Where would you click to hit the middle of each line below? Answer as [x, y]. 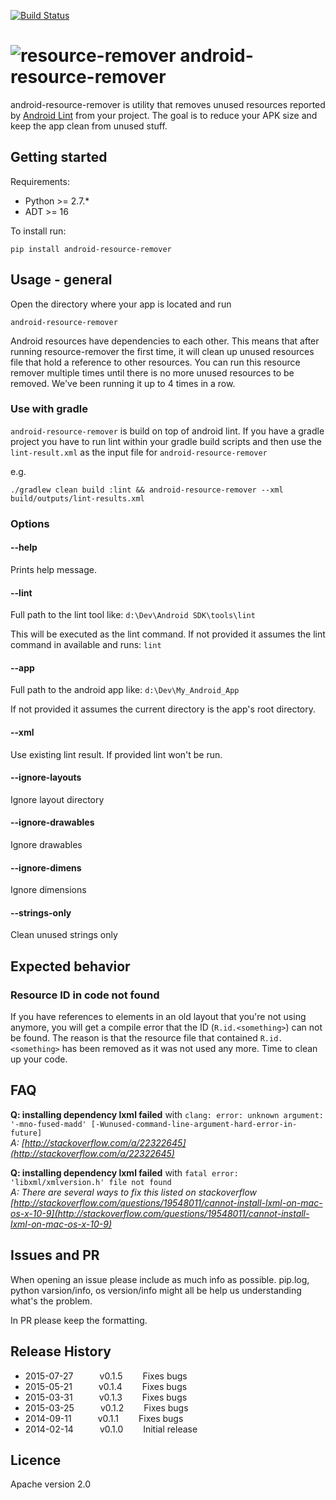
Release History [61, 1351]
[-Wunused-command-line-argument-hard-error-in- [194, 1124]
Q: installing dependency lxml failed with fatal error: [124, 1172]
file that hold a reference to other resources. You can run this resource [155, 362]
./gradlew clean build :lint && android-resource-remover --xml [147, 490]
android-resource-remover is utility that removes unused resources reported [168, 104]
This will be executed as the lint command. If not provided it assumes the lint [168, 634]
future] [26, 1133]
